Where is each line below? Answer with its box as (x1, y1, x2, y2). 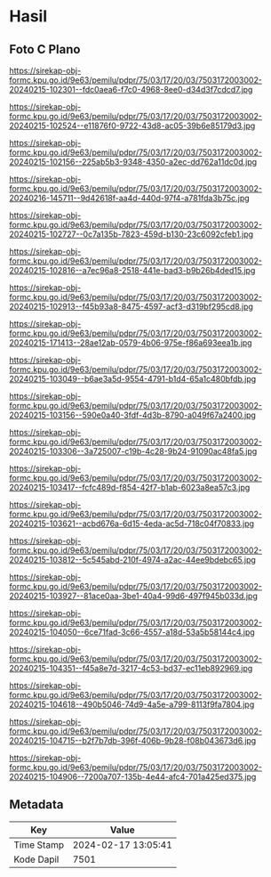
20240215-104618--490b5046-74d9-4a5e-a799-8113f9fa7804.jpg (9, 699, 255, 710)
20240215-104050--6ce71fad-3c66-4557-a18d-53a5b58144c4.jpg (9, 627, 255, 637)
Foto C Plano (9, 42, 81, 57)
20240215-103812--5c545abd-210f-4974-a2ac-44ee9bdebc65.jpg (9, 555, 256, 564)
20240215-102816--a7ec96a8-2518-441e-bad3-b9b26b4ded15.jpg (9, 265, 256, 275)
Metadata (9, 797, 64, 812)
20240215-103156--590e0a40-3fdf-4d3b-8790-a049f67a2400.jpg (9, 410, 256, 420)
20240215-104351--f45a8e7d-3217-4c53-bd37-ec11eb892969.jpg (9, 663, 253, 673)
